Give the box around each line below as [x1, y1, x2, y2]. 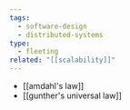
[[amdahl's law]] [22, 81, 85, 91]
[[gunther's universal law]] [22, 90, 123, 101]
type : [9, 38, 30, 48]
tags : [9, 13, 30, 23]
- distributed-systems [17, 30, 104, 39]
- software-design [17, 22, 88, 31]
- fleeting [17, 47, 59, 56]
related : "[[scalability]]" [9, 55, 116, 65]
